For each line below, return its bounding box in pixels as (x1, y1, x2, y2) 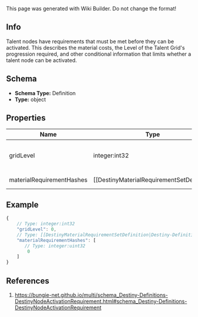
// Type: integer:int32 (16, 221, 75, 227)
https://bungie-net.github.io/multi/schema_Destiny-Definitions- (14, 291, 168, 298)
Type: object (14, 96, 46, 103)
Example (6, 199, 39, 209)
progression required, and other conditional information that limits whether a (6, 50, 192, 57)
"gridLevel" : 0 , (16, 227, 57, 232)
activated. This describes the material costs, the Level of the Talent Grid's (6, 44, 185, 51)
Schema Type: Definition (14, 89, 76, 96)
